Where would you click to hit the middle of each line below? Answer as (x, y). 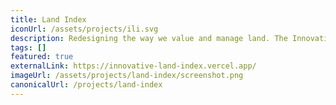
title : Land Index (48, 19)
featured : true (42, 57)
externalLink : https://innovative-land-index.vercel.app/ (133, 66)
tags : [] (28, 47)
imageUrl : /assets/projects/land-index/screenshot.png (127, 76)
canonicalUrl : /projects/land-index (86, 85)
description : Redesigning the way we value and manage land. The (149, 38)
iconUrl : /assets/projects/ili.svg (84, 29)
